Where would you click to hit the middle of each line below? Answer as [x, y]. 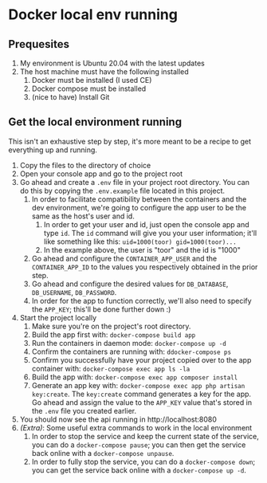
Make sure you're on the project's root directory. [111, 326]
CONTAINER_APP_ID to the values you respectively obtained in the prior [145, 267]
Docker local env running [93, 15]
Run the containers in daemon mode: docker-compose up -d [129, 343]
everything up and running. [53, 150]
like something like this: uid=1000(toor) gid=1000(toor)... [140, 241]
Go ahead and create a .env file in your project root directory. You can [134, 182]
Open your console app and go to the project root [101, 174]
